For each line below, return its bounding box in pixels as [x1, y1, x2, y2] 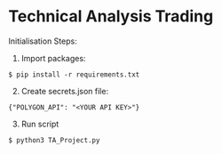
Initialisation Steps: [8, 36, 77, 46]
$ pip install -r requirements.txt [8, 69, 140, 79]
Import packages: [20, 53, 86, 63]
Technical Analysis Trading [8, 6, 214, 27]
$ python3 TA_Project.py [8, 135, 100, 144]
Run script [20, 118, 59, 129]
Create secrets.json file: [20, 85, 108, 96]
